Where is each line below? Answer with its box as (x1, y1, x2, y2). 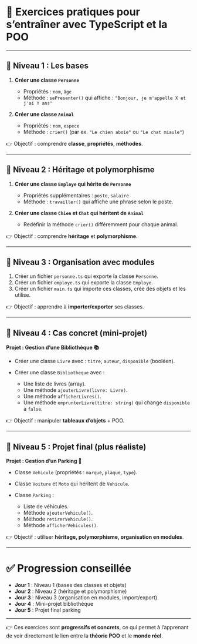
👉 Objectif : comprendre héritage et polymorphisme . (6, 232, 138, 240)
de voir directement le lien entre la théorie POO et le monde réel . (6, 632, 163, 639)
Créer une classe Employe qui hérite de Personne (14, 180, 131, 187)
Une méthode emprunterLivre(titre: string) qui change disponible (23, 399, 191, 406)
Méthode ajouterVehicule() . (23, 509, 93, 516)
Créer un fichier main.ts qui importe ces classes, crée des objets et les (14, 285, 186, 293)
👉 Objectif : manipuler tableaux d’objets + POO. (6, 417, 125, 424)
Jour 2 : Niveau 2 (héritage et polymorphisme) (14, 588, 127, 595)
